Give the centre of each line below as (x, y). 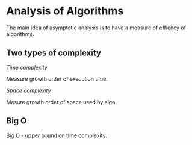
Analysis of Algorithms (65, 11)
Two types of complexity (54, 53)
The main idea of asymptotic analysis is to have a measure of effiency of (96, 28)
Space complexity (29, 90)
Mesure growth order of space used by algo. (62, 102)
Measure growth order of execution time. (57, 78)
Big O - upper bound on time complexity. (57, 135)
